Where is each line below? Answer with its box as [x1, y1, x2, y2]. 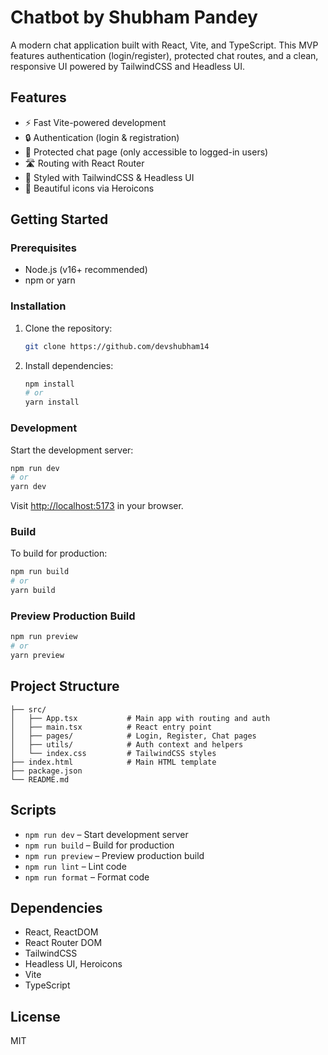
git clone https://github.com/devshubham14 [24, 341, 210, 351]
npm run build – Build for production [24, 839, 175, 851]
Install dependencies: [24, 359, 114, 371]
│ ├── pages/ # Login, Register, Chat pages [10, 731, 257, 741]
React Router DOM [24, 937, 103, 949]
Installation [10, 299, 67, 313]
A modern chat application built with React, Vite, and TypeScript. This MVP [10, 39, 319, 51]
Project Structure [10, 678, 120, 695]
